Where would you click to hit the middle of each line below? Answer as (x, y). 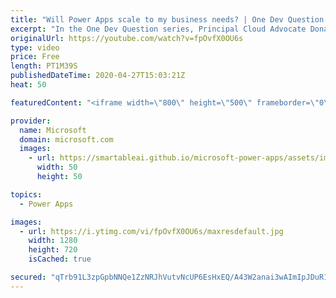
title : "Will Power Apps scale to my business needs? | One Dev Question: (169, 19)
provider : (31, 121)
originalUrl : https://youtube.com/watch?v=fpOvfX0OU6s (127, 38)
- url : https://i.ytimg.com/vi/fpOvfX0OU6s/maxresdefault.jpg (151, 231)
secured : (28, 277)
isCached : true (60, 259)
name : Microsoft (53, 130)
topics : (26, 194)
